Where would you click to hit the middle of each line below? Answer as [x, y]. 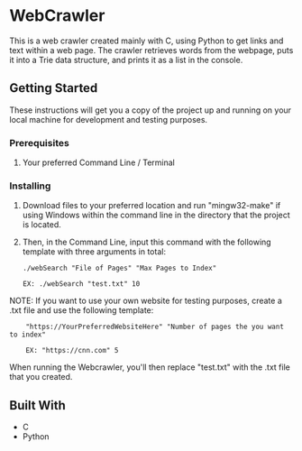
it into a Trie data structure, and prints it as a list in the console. [126, 60]
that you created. [41, 377]
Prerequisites [39, 143]
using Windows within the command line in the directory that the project [156, 215]
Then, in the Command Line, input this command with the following [147, 242]
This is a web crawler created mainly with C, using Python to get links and [146, 41]
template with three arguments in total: [94, 252]
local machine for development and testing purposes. [109, 119]
